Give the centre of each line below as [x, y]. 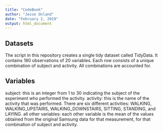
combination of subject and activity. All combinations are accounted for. [78, 66]
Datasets [19, 43]
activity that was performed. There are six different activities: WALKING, [79, 103]
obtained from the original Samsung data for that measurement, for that [78, 119]
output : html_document [28, 23]
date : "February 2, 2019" [32, 19]
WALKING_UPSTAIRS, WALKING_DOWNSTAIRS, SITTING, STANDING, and [80, 108]
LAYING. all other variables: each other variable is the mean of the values [80, 114]
